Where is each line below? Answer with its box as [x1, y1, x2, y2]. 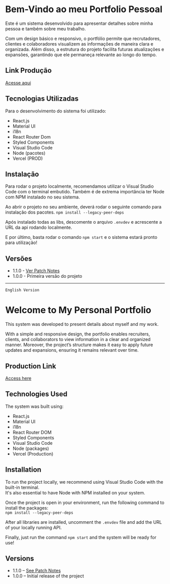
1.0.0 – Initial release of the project [12, 573, 84, 579]
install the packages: [5, 505, 49, 511]
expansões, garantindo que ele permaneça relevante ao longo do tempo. [5, 52, 157, 58]
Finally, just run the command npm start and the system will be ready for [5, 534, 157, 540]
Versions [5, 554, 34, 563]
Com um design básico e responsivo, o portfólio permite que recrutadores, [5, 35, 161, 41]
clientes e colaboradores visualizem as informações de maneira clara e [5, 40, 153, 47]
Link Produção [5, 66, 52, 75]
